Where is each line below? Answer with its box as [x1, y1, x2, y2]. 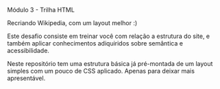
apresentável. [7, 74, 46, 82]
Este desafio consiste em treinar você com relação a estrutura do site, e [7, 32, 210, 40]
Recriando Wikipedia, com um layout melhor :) [7, 19, 138, 26]
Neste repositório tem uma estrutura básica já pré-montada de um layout [7, 60, 213, 67]
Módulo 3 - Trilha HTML [7, 6, 75, 14]
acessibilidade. [7, 47, 50, 54]
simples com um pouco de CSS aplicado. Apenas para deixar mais [7, 67, 195, 75]
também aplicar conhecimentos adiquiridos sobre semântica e [7, 39, 184, 47]
